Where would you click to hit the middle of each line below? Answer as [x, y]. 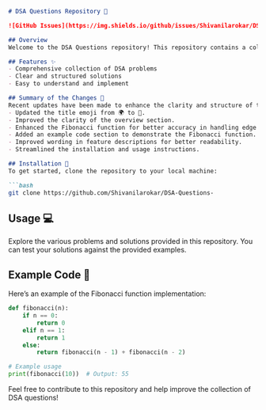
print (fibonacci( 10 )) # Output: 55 [68, 374]
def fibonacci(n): [38, 309]
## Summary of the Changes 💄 [56, 98]
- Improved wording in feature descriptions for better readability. [125, 142]
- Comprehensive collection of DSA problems [83, 69]
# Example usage [35, 367]
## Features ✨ [32, 62]
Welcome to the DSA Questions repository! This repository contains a [127, 47]
